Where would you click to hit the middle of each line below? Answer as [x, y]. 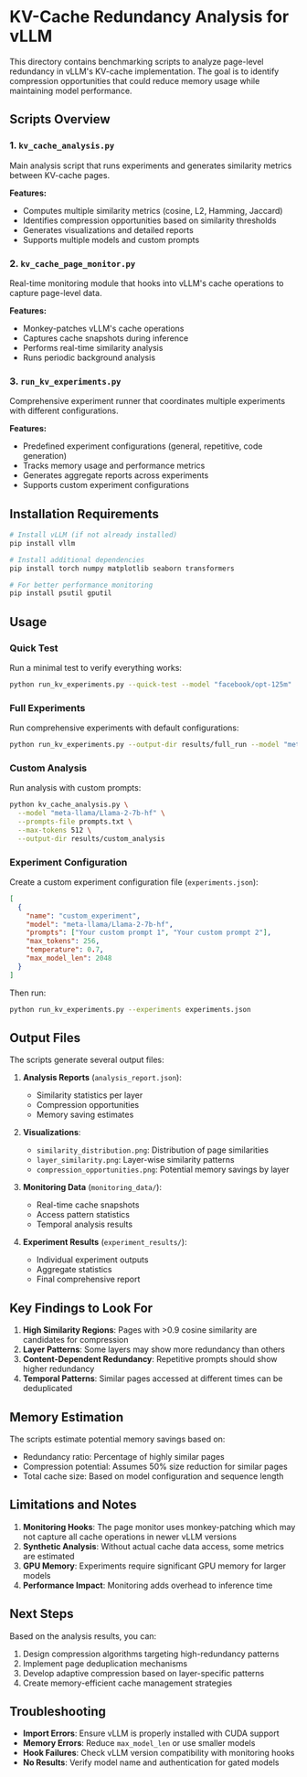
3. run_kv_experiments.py [65, 381]
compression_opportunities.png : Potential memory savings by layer [163, 1170]
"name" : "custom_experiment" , [84, 916]
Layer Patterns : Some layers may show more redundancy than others [154, 1349]
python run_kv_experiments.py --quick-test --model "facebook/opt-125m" [151, 684]
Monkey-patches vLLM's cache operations [103, 328]
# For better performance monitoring [81, 585]
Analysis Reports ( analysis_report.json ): [102, 1078]
